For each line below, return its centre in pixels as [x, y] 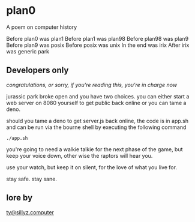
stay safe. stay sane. [31, 179]
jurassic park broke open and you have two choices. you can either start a [98, 96]
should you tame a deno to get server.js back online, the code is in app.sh [97, 121]
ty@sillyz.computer [30, 212]
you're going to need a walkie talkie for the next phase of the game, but [94, 149]
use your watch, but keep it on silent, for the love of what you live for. [91, 167]
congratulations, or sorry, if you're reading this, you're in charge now [92, 85]
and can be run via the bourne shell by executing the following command [96, 127]
